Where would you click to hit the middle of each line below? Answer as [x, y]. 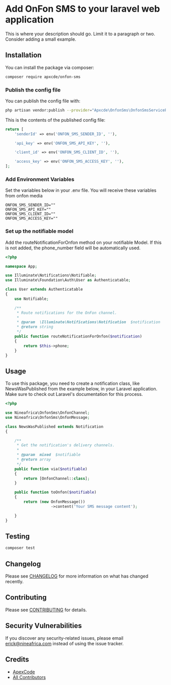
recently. [15, 582]
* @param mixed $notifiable [49, 455]
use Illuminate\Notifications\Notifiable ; [51, 275]
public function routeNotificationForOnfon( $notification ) [78, 336]
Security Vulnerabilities [44, 626]
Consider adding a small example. [41, 39]
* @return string [35, 327]
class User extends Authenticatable [44, 290]
